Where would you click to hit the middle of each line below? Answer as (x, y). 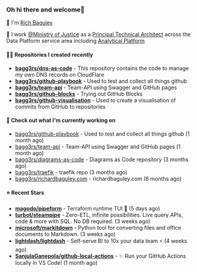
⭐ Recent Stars (25, 193)
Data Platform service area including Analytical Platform (76, 41)
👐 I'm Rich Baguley (30, 23)
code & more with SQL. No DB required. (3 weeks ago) (83, 221)
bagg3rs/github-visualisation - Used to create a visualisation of (95, 100)
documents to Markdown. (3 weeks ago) (65, 234)
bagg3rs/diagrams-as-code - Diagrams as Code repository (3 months (102, 159)
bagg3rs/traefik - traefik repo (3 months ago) (71, 172)
